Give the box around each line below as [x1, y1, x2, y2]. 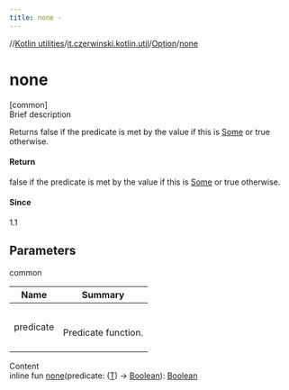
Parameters [9, 243, 77, 258]
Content [9, 360, 40, 371]
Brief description [9, 109, 72, 120]
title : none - [9, 13, 63, 23]
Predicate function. [62, 326, 144, 339]
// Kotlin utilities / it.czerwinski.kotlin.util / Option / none [9, 38, 199, 49]
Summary [81, 288, 125, 301]
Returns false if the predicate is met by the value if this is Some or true [9, 126, 270, 137]
